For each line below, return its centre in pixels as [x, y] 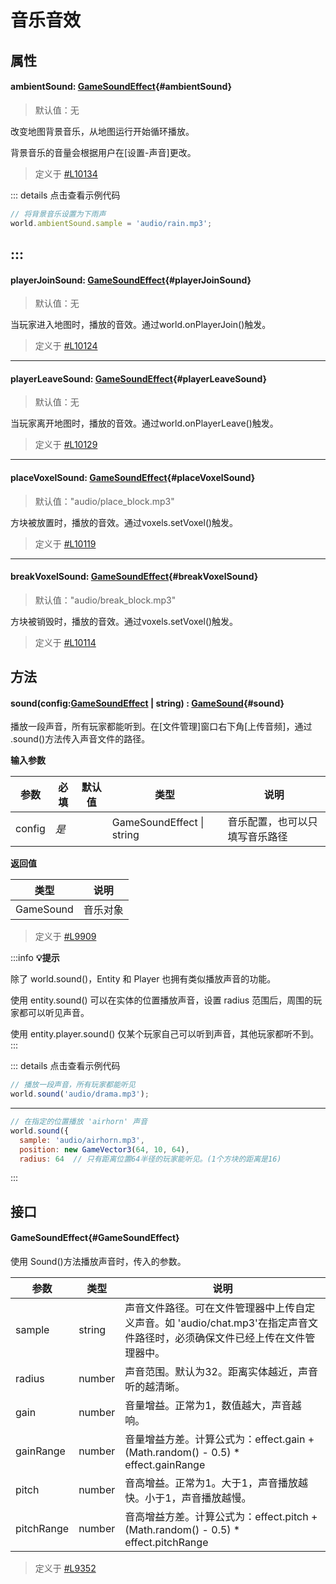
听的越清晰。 [155, 1387]
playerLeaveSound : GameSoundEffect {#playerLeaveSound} [139, 378]
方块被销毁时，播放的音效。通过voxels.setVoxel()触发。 [124, 621]
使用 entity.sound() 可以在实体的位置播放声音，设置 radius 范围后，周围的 [162, 1000]
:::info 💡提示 [35, 958]
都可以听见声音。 [54, 1013]
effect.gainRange [165, 1465]
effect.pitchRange [166, 1543]
